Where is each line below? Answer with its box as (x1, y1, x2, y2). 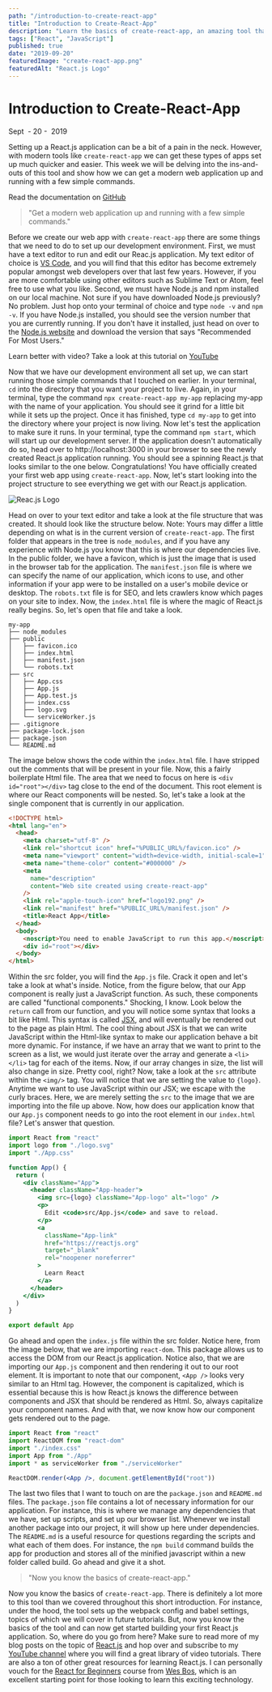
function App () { (8, 1164, 67, 1172)
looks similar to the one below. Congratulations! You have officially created (8, 461, 257, 471)
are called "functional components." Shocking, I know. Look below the (8, 998, 242, 1007)
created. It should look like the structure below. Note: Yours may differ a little (8, 519, 264, 528)
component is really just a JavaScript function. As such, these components (8, 989, 258, 999)
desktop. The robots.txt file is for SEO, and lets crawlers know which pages (8, 587, 263, 597)
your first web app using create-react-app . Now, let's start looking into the (8, 470, 257, 480)
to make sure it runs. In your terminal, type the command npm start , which (8, 427, 257, 437)
